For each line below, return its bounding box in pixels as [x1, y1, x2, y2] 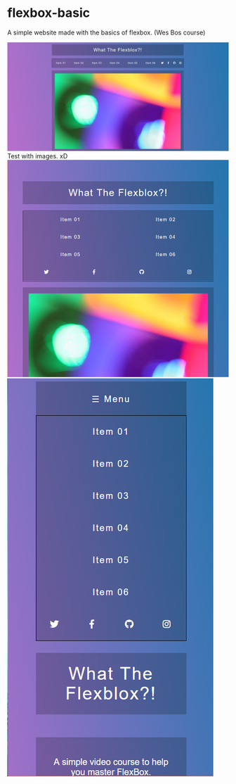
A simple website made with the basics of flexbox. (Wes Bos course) [7, 28, 206, 37]
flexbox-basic [7, 5, 90, 21]
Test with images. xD [7, 152, 68, 160]
